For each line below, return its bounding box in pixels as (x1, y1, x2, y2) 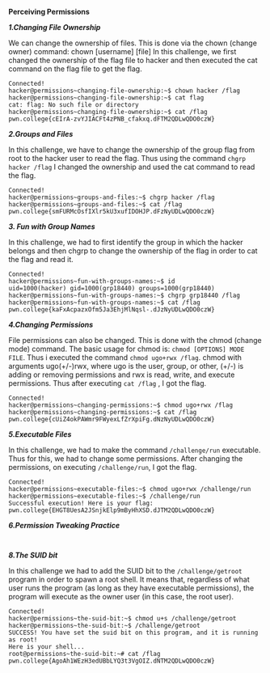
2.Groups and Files (8, 129, 74, 138)
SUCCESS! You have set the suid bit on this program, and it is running (8, 629, 259, 637)
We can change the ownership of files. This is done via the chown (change (8, 38, 257, 48)
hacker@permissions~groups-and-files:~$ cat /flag (8, 201, 183, 209)
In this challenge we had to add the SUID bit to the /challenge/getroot (8, 566, 243, 575)
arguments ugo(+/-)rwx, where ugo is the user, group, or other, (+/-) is (8, 362, 244, 370)
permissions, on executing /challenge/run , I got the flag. (8, 463, 197, 472)
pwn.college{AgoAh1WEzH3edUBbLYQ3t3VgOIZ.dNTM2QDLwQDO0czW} (8, 657, 216, 665)
